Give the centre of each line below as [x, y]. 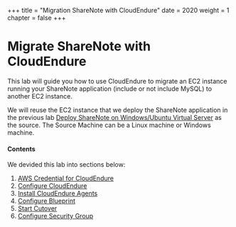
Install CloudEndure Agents [58, 194]
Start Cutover [37, 209]
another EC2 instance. [40, 96]
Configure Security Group [55, 216]
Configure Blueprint [47, 201]
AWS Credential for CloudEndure [65, 178]
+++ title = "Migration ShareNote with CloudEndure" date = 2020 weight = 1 [118, 10]
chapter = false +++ [37, 18]
